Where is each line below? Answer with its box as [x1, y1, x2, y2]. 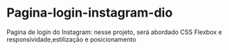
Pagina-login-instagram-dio [6, 5, 173, 21]
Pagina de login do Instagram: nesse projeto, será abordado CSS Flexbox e [6, 28, 223, 36]
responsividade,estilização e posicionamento [6, 35, 137, 43]
